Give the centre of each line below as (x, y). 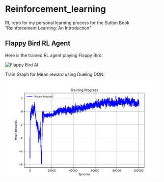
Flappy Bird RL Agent (38, 44)
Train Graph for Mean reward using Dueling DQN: (55, 74)
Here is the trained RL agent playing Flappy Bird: (54, 55)
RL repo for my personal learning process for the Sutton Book (67, 23)
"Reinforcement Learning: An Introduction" (48, 28)
